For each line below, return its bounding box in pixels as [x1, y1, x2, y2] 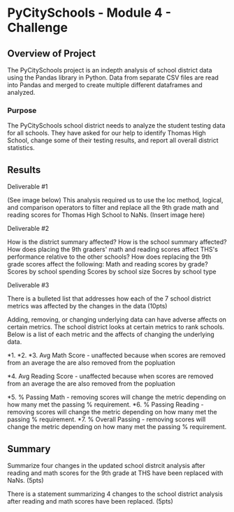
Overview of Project [7, 47, 96, 59]
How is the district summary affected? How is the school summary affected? [7, 238, 227, 246]
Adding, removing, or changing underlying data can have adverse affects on [7, 315, 227, 324]
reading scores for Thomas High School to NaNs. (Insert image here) [7, 211, 205, 219]
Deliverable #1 [7, 183, 48, 191]
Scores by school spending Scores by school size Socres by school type [7, 267, 217, 276]
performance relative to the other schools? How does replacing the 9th [7, 253, 212, 261]
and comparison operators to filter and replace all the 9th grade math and [7, 204, 219, 212]
